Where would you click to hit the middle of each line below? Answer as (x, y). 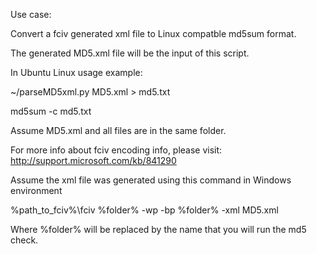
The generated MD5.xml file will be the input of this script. (130, 53)
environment (36, 190)
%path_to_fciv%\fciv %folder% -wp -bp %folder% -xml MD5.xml (144, 210)
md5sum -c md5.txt (51, 111)
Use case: (31, 14)
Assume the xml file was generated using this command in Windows (151, 180)
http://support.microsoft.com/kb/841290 (93, 160)
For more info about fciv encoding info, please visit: (116, 150)
